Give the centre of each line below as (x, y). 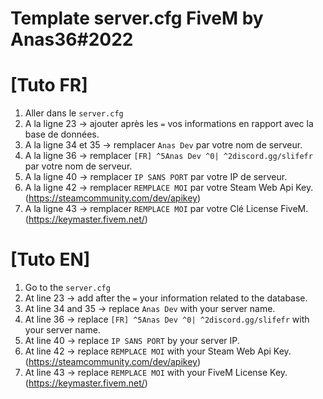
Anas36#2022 (72, 39)
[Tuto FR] (49, 85)
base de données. (62, 134)
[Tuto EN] (50, 259)
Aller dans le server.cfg (74, 113)
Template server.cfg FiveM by (137, 18)
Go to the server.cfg (67, 288)
